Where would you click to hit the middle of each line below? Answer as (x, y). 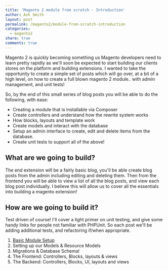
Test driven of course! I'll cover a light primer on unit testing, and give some (84, 220)
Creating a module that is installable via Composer (65, 109)
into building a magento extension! (41, 191)
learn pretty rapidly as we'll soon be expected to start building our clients (81, 63)
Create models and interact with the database (60, 125)
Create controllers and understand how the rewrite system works (80, 115)
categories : (18, 29)
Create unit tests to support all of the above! (58, 142)
